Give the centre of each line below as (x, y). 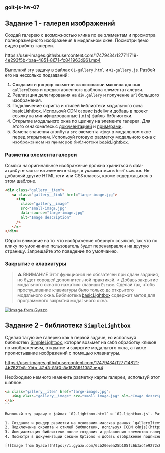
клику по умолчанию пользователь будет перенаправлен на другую (77, 246)
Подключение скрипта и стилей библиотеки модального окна (78, 105)
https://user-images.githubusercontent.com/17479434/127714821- (72, 362)
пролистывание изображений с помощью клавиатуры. (63, 353)
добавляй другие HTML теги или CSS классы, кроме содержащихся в (79, 176)
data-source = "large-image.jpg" (52, 213)
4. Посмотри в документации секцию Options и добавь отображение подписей (83, 436)
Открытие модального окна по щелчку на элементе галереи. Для (81, 121)
